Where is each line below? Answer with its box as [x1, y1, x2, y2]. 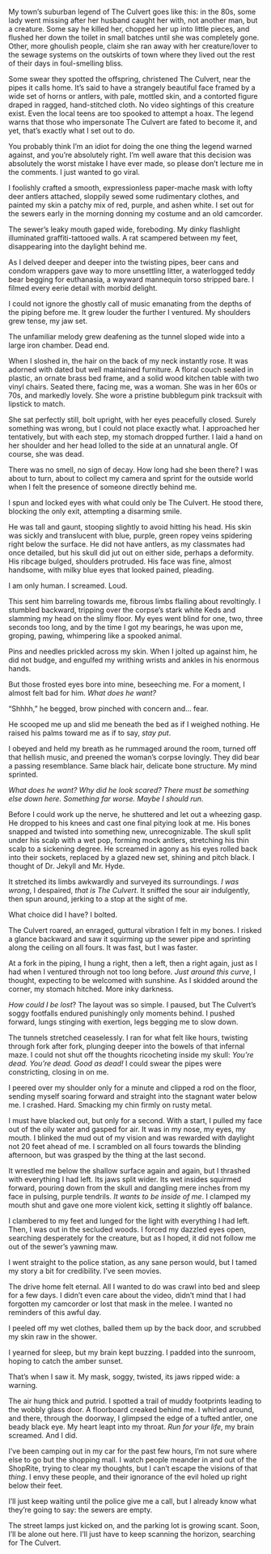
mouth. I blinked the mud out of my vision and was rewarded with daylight [8, 1133, 255, 1143]
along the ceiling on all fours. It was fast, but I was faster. [8, 943, 198, 952]
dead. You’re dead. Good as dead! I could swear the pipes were [8, 1058, 222, 1068]
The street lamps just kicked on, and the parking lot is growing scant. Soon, [8, 1521, 260, 1530]
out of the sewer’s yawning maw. [8, 1242, 118, 1251]
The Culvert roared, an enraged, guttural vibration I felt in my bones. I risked [8, 926, 262, 935]
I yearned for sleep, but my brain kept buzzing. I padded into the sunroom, [8, 1348, 256, 1357]
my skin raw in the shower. [8, 1332, 98, 1341]
